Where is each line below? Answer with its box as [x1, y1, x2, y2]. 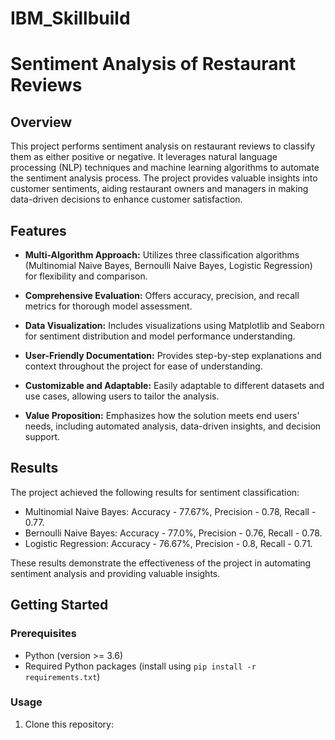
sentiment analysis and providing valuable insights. [10, 567, 221, 579]
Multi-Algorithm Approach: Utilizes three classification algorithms [24, 249, 300, 261]
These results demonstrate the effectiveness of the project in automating [10, 557, 312, 569]
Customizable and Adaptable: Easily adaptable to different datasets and [24, 380, 325, 391]
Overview [10, 113, 73, 131]
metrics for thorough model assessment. [24, 300, 193, 312]
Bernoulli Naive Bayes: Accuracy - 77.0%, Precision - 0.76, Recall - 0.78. [24, 527, 323, 539]
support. [24, 431, 61, 442]
